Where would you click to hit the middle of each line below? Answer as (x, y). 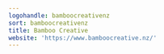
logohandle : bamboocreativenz (59, 15)
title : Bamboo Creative (48, 30)
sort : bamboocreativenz (48, 23)
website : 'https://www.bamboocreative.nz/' (83, 38)
